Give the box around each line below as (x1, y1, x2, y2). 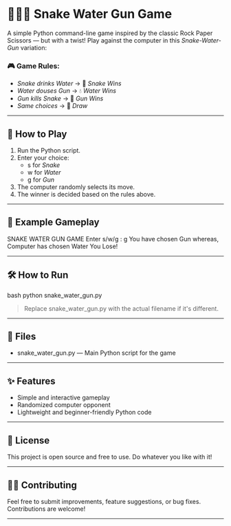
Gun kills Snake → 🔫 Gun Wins (16, 94, 104, 102)
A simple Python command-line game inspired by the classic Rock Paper (7, 29, 213, 37)
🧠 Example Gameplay (7, 217, 100, 228)
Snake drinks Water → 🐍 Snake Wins (16, 79, 122, 88)
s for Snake (27, 161, 60, 169)
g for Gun (27, 175, 55, 184)
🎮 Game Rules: (7, 61, 60, 71)
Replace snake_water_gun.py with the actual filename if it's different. (23, 304, 219, 312)
